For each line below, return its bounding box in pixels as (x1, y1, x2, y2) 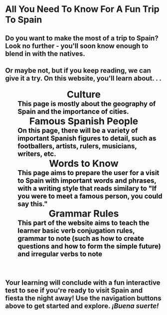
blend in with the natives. (5, 49, 86, 58)
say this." (17, 200, 48, 208)
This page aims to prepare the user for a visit (17, 168, 160, 177)
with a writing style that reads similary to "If (17, 184, 157, 193)
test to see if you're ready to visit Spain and (5, 286, 143, 295)
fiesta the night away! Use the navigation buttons (5, 294, 162, 302)
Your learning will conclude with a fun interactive (5, 278, 161, 287)
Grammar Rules (48, 208, 119, 219)
